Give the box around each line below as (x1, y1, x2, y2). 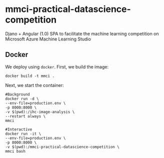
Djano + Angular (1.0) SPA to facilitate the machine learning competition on (5, 30, 159, 36)
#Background (5, 91, 30, 97)
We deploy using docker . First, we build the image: (5, 63, 109, 69)
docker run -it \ (5, 131, 41, 136)
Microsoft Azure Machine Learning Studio (5, 36, 91, 42)
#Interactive (5, 126, 32, 132)
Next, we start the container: (5, 82, 64, 88)
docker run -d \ (5, 96, 39, 101)
